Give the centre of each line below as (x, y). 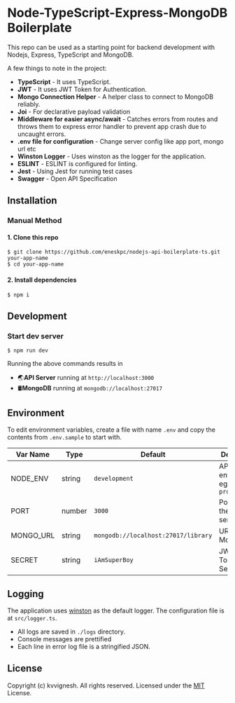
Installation (32, 201)
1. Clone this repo (33, 237)
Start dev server (36, 336)
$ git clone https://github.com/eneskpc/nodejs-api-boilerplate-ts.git (114, 252)
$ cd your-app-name (36, 264)
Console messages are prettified (64, 639)
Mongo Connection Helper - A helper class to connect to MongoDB (115, 97)
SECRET (24, 560)
